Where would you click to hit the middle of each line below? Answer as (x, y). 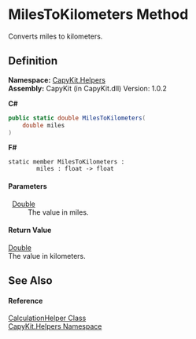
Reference (26, 300)
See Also (30, 281)
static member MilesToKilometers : (67, 162)
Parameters (28, 186)
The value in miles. (58, 212)
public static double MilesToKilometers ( (77, 118)
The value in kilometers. (47, 256)
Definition (33, 61)
